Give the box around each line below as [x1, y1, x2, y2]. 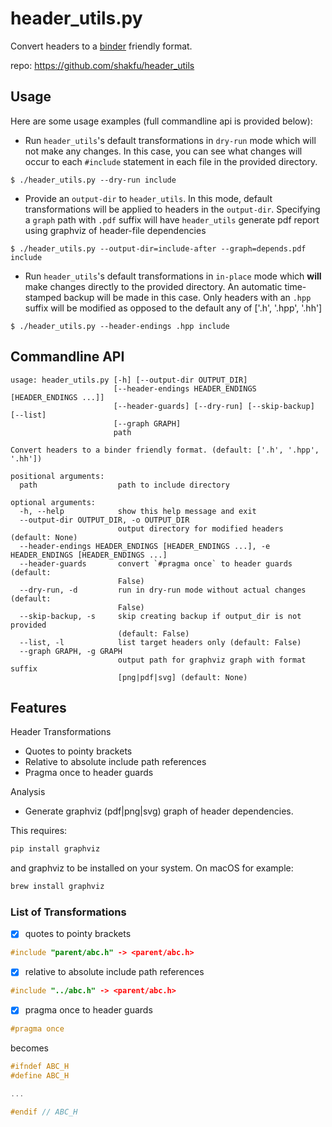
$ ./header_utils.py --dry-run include [10, 175, 177, 185]
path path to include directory [19, 480, 230, 490]
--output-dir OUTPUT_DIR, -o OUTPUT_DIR [19, 515, 190, 525]
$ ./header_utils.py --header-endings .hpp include [10, 321, 230, 331]
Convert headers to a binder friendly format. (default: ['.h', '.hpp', [10, 445, 320, 455]
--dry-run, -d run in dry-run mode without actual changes [19, 585, 307, 595]
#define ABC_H [10, 1071, 70, 1081]
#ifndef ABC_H [10, 1062, 70, 1072]
